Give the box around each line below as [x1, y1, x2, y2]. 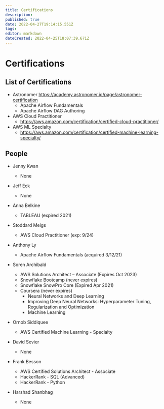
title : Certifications [5, 7, 53, 13]
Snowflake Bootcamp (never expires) [20, 277, 98, 283]
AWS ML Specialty [12, 124, 52, 130]
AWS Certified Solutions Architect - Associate [20, 368, 115, 374]
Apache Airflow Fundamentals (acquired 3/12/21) [20, 251, 122, 257]
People [5, 150, 28, 158]
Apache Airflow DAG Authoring [20, 107, 85, 113]
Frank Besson [12, 358, 42, 364]
